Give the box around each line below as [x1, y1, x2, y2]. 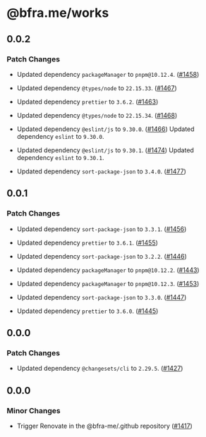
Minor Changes [6, 405, 61, 415]
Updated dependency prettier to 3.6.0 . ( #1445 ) [16, 307, 159, 315]
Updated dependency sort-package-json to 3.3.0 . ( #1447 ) [16, 293, 187, 301]
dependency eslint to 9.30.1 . [16, 153, 104, 161]
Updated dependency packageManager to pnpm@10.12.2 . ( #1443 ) [16, 266, 200, 274]
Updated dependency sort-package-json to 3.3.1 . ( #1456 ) [16, 224, 187, 233]
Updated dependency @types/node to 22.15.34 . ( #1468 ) [16, 111, 178, 119]
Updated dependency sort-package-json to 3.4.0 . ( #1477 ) [16, 167, 186, 176]
